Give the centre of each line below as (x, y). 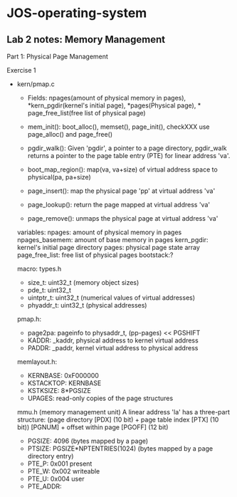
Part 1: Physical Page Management (57, 56)
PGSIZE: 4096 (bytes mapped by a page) (88, 441)
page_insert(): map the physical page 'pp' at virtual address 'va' (121, 191)
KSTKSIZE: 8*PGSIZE (59, 391)
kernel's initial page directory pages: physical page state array (109, 247)
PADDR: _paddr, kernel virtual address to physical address (113, 348)
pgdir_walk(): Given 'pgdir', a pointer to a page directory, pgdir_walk (127, 148)
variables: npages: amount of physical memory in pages (99, 232)
